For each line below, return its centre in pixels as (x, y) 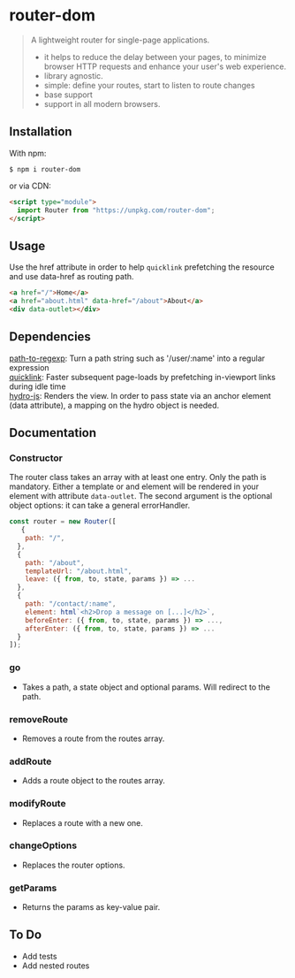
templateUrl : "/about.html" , (79, 571)
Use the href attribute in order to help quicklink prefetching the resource (142, 267)
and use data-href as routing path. (72, 277)
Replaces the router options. (73, 865)
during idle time (38, 386)
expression (30, 367)
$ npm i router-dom (45, 169)
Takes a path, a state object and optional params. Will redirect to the (146, 687)
